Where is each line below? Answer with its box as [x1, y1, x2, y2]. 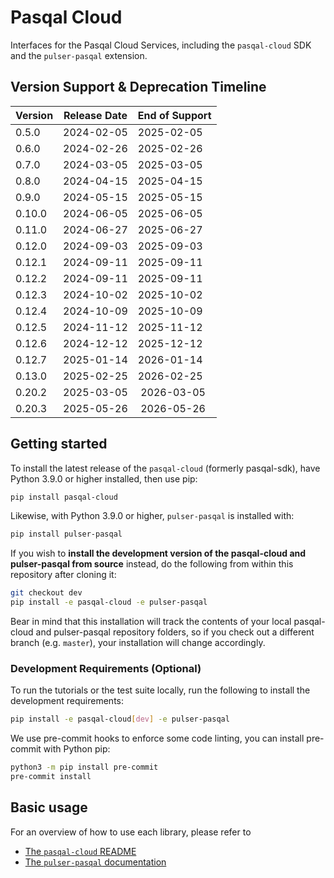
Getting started [10, 436, 108, 453]
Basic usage [10, 799, 88, 816]
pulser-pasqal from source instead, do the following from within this [10, 558, 294, 570]
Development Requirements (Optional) [10, 661, 202, 675]
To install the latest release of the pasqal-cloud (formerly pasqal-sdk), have [10, 462, 321, 474]
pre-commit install [10, 772, 92, 782]
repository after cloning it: [10, 569, 117, 581]
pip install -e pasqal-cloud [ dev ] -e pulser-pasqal [10, 714, 230, 725]
